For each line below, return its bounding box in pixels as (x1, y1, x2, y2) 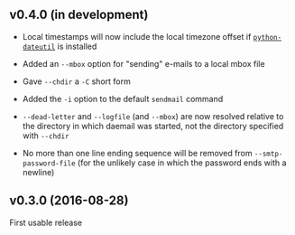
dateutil (22, 42, 56, 52)
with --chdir (22, 130, 69, 141)
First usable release (9, 217, 83, 228)
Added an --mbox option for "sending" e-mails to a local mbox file (22, 58, 265, 69)
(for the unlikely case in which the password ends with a (77, 157, 287, 168)
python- (253, 33, 282, 42)
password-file (22, 158, 76, 168)
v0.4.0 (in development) (9, 7, 149, 23)
